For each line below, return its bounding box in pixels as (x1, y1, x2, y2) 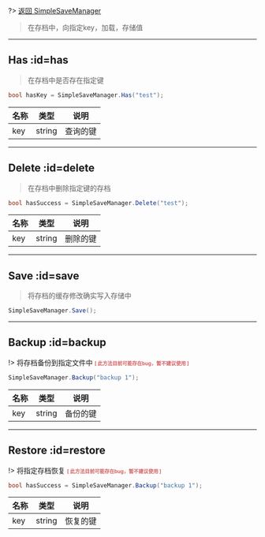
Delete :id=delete (8, 162, 95, 175)
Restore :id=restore (8, 444, 106, 457)
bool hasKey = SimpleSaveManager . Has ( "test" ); (8, 91, 164, 99)
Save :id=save (8, 269, 80, 282)
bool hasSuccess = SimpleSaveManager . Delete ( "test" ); (8, 199, 189, 207)
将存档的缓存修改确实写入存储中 (27, 291, 132, 300)
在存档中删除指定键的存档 (27, 183, 111, 192)
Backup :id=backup (8, 336, 106, 349)
